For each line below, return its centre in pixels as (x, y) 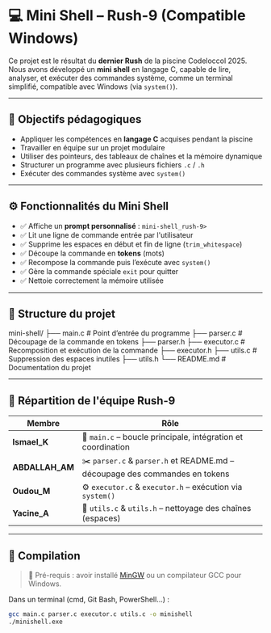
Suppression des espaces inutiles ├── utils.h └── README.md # (117, 359)
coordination (106, 447)
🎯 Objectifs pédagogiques (75, 119)
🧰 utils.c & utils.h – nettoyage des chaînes (167, 509)
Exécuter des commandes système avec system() (103, 173)
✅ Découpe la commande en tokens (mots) (92, 253)
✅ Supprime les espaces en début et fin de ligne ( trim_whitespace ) (131, 244)
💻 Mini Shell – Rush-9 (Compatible (127, 16)
